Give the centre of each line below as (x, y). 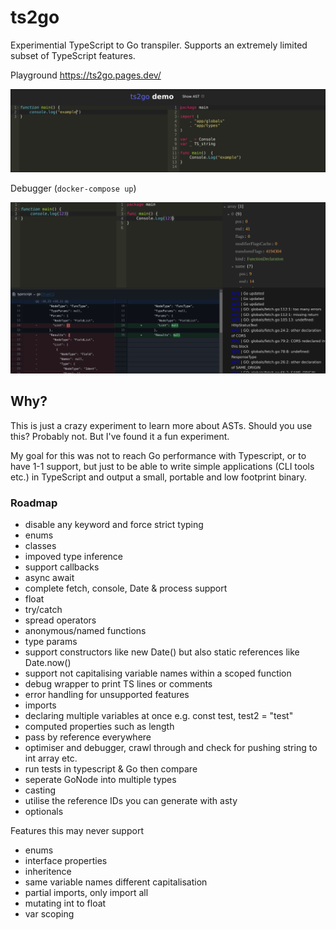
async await (49, 578)
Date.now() (48, 663)
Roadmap (34, 503)
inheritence (48, 872)
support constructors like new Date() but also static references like (162, 652)
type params (51, 642)
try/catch (43, 610)
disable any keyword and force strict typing (114, 525)
